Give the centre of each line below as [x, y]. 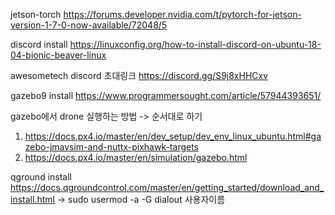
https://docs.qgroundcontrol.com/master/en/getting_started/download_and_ [167, 187]
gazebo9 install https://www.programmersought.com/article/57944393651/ [166, 95]
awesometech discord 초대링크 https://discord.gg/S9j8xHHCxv [139, 75]
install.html [32, 199]
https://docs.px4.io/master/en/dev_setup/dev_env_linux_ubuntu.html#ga [173, 136]
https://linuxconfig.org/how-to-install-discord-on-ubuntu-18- [195, 44]
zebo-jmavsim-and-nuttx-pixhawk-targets [111, 147]
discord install [39, 44]
